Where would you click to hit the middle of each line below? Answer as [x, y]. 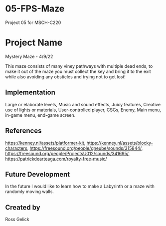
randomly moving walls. [29, 192]
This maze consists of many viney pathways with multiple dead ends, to [79, 66]
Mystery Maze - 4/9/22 [29, 56]
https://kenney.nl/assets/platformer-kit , [45, 143]
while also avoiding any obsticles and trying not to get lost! [66, 77]
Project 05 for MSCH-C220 [33, 22]
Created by [23, 207]
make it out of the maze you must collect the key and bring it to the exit [78, 71]
